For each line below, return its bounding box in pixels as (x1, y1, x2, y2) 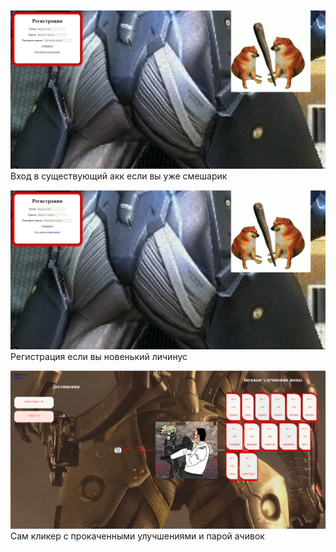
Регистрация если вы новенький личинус (10, 350, 188, 362)
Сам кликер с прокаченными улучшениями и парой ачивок (10, 530, 265, 542)
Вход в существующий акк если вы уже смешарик (10, 170, 228, 182)
